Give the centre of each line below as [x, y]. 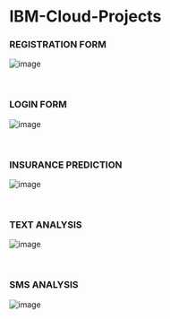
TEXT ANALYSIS [46, 224]
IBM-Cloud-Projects [85, 17]
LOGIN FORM [38, 105]
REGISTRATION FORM [58, 45]
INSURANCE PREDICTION [66, 165]
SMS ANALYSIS [44, 285]
